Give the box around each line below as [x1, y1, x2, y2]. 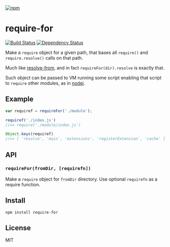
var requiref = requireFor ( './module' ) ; [5, 108, 93, 113]
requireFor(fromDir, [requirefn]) [5, 166, 91, 171]
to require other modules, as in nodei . [5, 80, 85, 86]
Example [5, 95, 34, 104]
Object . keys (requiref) [5, 132, 54, 137]
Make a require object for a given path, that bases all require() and [5, 49, 148, 56]
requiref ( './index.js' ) [5, 117, 56, 122]
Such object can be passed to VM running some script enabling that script [5, 75, 162, 81]
